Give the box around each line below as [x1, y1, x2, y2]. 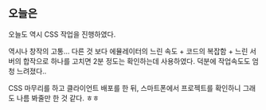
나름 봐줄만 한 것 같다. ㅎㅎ [16, 93, 100, 103]
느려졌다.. [16, 66, 47, 76]
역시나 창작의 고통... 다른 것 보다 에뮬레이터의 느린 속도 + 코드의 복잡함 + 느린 [8, 46, 248, 56]
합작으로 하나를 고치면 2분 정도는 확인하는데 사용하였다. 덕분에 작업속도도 [22, 56, 251, 65]
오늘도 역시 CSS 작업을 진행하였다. [8, 29, 116, 39]
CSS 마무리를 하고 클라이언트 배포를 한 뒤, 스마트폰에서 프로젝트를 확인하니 [8, 83, 241, 92]
